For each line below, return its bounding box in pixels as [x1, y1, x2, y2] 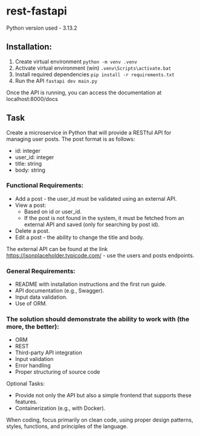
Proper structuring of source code [15, 368, 100, 376]
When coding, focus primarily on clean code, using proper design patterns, [6, 416, 193, 424]
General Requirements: [6, 267, 76, 275]
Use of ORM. [15, 300, 47, 307]
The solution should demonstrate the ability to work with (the [6, 315, 190, 324]
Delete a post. [15, 227, 50, 234]
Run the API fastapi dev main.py [15, 77, 98, 84]
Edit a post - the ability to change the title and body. [15, 233, 144, 241]
